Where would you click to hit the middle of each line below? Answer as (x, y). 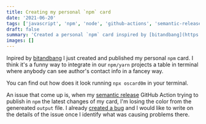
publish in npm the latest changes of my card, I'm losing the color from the (99, 101)
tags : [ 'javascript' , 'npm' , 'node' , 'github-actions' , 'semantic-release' (105, 23)
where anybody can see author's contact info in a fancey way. (85, 71)
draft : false (23, 29)
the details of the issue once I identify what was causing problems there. (98, 114)
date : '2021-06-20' (31, 18)
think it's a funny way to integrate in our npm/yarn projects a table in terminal (102, 64)
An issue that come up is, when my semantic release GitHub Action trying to (102, 95)
